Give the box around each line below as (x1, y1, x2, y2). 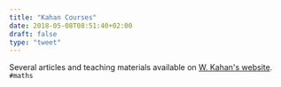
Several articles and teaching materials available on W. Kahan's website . (9, 62, 273, 73)
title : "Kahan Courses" (9, 12, 98, 22)
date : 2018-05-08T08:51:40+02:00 (9, 21, 133, 30)
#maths (9, 72, 34, 81)
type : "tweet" (9, 37, 62, 47)
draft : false (9, 29, 58, 38)
